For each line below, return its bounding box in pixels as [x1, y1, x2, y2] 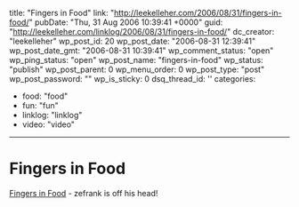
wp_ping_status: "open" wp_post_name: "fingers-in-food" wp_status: [9, 55, 264, 65]
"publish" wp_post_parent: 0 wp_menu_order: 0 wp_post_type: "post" [9, 64, 265, 75]
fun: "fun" [21, 100, 60, 110]
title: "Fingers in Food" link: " [9, 8, 115, 18]
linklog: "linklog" [21, 110, 83, 120]
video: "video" [21, 119, 76, 130]
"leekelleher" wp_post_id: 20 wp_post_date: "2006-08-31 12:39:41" [9, 36, 256, 46]
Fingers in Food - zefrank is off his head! [9, 187, 158, 198]
